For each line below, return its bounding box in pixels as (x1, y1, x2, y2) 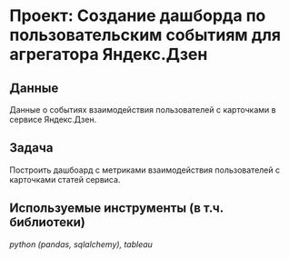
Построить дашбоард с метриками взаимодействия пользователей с (9, 164, 280, 175)
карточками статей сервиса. (9, 174, 121, 184)
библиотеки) (9, 214, 86, 230)
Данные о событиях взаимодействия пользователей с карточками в (9, 105, 276, 115)
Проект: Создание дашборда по (9, 5, 266, 26)
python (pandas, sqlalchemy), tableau (9, 238, 153, 250)
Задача (9, 140, 54, 155)
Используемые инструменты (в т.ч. (9, 201, 224, 216)
